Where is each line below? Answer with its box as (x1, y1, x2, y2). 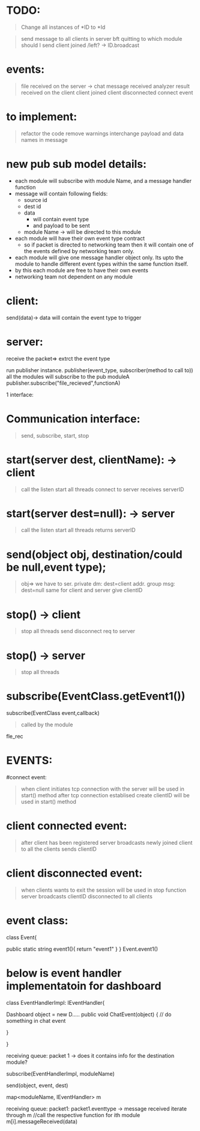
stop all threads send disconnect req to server (20, 628, 135, 635)
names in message (20, 136, 68, 143)
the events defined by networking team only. (23, 247, 135, 254)
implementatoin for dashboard (6, 979, 162, 993)
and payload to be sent (32, 222, 90, 229)
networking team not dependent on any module (14, 273, 133, 280)
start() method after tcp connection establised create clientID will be (20, 792, 190, 799)
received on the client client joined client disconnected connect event (20, 88, 193, 96)
